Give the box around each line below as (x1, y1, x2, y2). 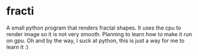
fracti (6, 4, 35, 18)
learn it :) (6, 43, 29, 51)
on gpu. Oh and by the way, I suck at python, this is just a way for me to (6, 37, 185, 44)
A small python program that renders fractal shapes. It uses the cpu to (6, 24, 182, 31)
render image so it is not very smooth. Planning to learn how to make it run (6, 30, 193, 37)
